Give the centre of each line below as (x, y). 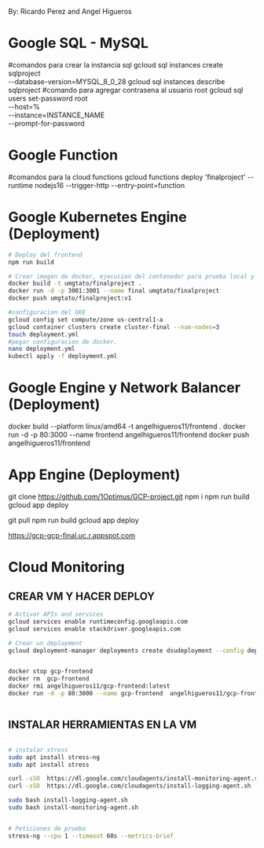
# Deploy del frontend (45, 255)
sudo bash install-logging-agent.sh (68, 800)
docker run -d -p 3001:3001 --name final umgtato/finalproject (114, 291)
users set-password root (48, 98)
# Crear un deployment (45, 643)
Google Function (63, 155)
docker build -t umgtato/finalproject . (75, 284)
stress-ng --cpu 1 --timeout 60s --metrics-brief (91, 836)
